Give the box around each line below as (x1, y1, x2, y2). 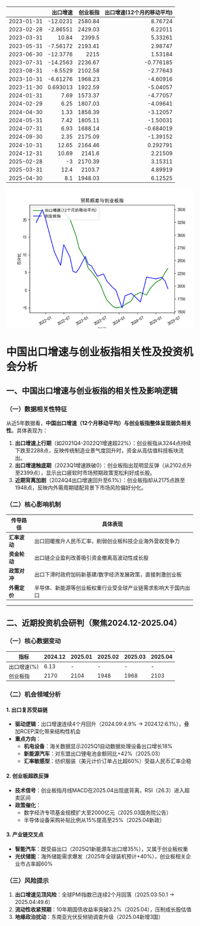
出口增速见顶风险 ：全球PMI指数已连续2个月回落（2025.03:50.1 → (14, 891, 175, 898)
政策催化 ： (14, 801, 42, 808)
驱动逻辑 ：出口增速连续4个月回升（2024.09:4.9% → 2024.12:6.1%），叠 (14, 721, 190, 728)
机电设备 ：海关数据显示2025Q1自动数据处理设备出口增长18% (23, 743, 173, 750)
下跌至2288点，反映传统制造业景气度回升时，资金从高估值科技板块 (14, 446, 179, 454)
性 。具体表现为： (6, 427, 48, 434)
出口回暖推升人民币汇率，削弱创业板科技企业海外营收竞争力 (34, 537, 180, 544)
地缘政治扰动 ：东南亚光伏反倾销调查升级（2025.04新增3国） (14, 914, 164, 921)
